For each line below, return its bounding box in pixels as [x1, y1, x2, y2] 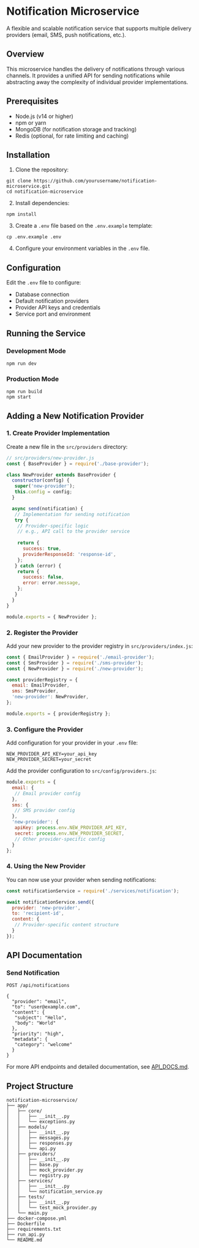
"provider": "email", [12, 999, 67, 1005]
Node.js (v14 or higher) [15, 112, 73, 120]
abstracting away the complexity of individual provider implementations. [6, 78, 189, 85]
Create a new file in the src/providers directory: [6, 443, 128, 450]
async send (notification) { [12, 505, 84, 512]
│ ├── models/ [6, 1124, 48, 1131]
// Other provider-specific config [14, 836, 105, 842]
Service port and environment [15, 310, 91, 318]
